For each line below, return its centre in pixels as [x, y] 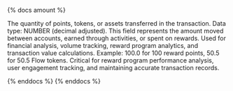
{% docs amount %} [37, 10]
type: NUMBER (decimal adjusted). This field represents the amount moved [115, 31]
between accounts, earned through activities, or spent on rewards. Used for [116, 38]
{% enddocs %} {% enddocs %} [54, 81]
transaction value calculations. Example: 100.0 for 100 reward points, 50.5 [113, 53]
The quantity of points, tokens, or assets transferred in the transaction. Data [116, 23]
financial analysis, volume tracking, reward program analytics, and [103, 45]
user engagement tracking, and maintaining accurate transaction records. [113, 68]
